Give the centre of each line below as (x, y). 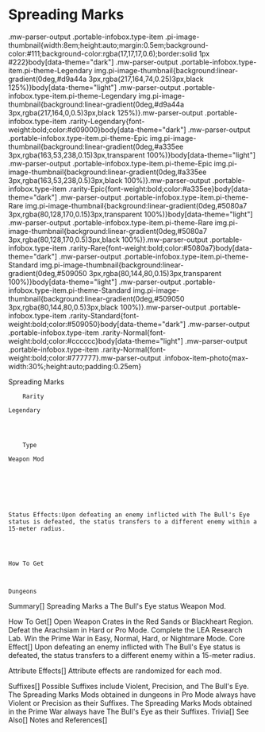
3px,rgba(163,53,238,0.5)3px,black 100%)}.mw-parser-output (109, 180)
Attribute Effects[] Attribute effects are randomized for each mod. (115, 671)
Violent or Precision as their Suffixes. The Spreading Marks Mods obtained (130, 703)
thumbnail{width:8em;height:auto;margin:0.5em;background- (108, 45)
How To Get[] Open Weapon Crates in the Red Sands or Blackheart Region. (131, 621)
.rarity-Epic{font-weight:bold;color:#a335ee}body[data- (160, 189)
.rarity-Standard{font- (104, 315)
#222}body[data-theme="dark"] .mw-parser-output (93, 62)
